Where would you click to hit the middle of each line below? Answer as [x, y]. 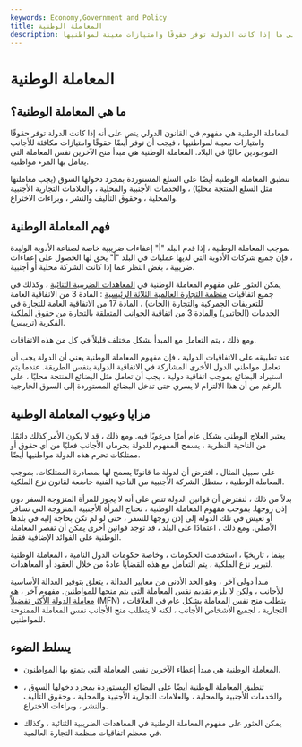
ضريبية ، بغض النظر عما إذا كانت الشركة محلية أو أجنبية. [103, 267]
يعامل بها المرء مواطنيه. [49, 161]
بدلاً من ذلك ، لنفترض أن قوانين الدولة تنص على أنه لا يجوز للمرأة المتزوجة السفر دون [151, 499]
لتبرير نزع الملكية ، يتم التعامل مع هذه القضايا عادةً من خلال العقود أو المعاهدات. [142, 564]
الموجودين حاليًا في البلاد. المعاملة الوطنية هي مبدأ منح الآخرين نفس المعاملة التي [144, 152]
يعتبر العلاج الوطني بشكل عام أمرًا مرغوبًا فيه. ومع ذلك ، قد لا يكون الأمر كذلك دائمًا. [148, 435]
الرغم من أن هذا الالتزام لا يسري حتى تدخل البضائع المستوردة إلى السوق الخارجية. [147, 386]
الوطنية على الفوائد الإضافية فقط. [66, 537]
